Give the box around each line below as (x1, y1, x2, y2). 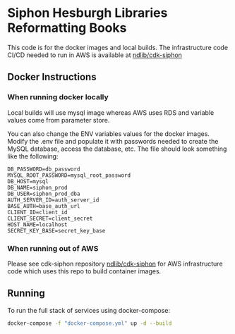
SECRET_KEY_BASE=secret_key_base (7, 227, 106, 234)
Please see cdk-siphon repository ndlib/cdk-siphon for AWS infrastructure (7, 259, 224, 268)
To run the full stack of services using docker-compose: (7, 306, 171, 314)
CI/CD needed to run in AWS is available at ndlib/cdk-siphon (7, 51, 182, 59)
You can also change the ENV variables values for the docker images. (7, 129, 210, 138)
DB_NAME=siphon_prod (7, 184, 68, 191)
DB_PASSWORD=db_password (7, 166, 80, 173)
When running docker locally (7, 92, 109, 102)
